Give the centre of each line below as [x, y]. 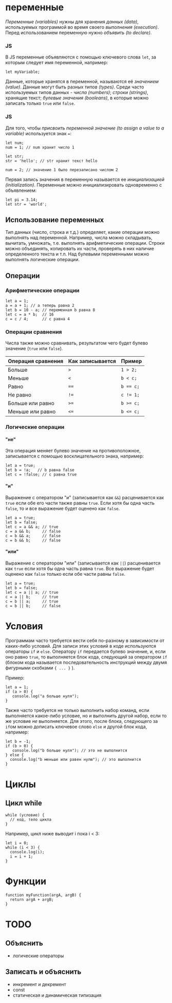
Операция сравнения [35, 361]
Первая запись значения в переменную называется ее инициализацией [85, 179]
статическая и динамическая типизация [57, 995]
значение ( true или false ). [34, 349]
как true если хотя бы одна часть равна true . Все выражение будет [80, 568]
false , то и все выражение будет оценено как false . [63, 508]
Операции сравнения [34, 332]
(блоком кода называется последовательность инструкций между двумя [86, 662]
